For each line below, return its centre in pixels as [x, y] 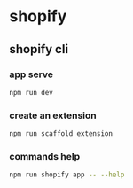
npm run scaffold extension [61, 134]
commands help [45, 156]
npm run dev [31, 92]
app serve [31, 74]
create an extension [53, 115]
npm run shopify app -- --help [67, 175]
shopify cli [39, 49]
